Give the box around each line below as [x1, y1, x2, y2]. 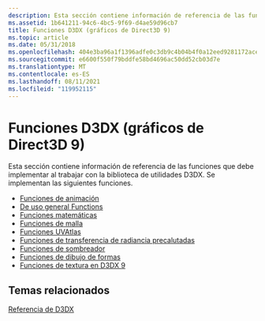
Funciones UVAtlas [19, 227, 81, 237]
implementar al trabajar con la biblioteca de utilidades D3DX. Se [8, 170, 215, 180]
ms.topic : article [8, 33, 69, 42]
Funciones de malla [19, 218, 84, 229]
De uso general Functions [19, 202, 104, 211]
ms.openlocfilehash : [8, 48, 77, 56]
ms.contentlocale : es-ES [8, 70, 90, 78]
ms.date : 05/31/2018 [8, 41, 77, 49]
